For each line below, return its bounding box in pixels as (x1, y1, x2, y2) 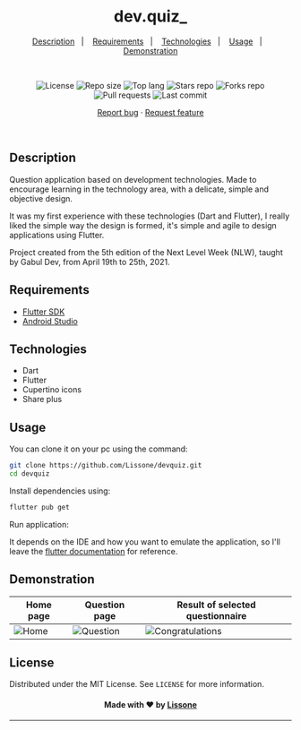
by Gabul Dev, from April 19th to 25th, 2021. (9, 256, 170, 267)
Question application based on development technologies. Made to (9, 174, 257, 185)
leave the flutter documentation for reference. (9, 545, 178, 556)
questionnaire (185, 609, 247, 622)
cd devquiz (9, 469, 50, 478)
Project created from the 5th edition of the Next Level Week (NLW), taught (9, 246, 284, 257)
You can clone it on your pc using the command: (9, 443, 188, 454)
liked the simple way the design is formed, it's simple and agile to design (9, 219, 278, 230)
